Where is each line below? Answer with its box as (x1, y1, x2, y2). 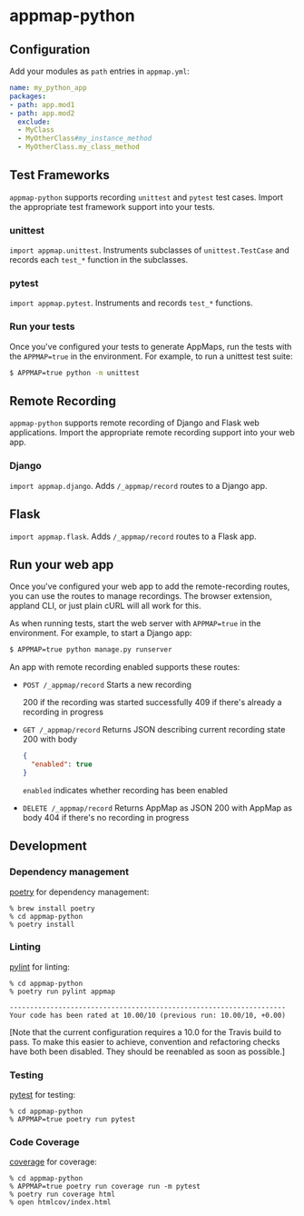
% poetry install (9, 920, 75, 929)
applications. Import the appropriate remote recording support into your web (9, 427, 295, 438)
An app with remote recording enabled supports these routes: (9, 662, 240, 673)
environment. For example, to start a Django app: (9, 628, 192, 639)
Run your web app (9, 556, 114, 573)
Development (9, 838, 88, 854)
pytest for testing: (9, 1090, 76, 1101)
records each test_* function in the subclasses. (9, 254, 189, 265)
